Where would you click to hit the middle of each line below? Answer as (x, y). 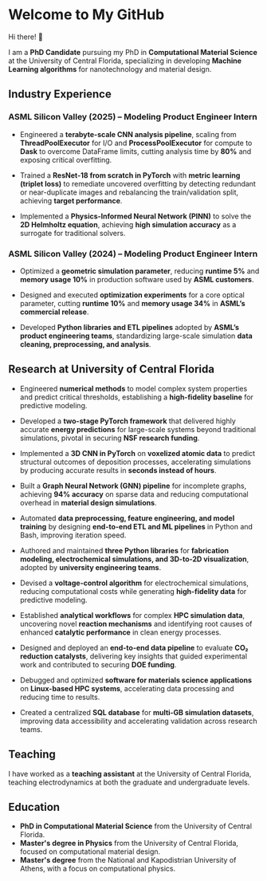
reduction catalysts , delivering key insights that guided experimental (133, 656)
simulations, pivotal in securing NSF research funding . (110, 438)
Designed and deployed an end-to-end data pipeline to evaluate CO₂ (134, 647)
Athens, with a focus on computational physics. (98, 869)
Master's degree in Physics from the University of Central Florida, (129, 844)
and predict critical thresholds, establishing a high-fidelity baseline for (136, 397)
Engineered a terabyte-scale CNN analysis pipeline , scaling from (128, 134)
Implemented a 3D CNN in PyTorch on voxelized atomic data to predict (137, 453)
